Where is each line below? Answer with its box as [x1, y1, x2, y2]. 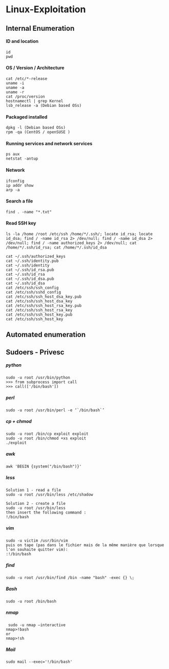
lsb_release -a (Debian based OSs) [6, 103, 82, 108]
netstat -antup [6, 156, 38, 162]
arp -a [6, 187, 20, 192]
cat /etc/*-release [6, 76, 48, 81]
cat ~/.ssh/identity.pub [6, 258, 59, 263]
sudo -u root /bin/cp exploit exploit [6, 431, 89, 436]
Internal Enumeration [6, 24, 75, 33]
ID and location [6, 38, 39, 44]
